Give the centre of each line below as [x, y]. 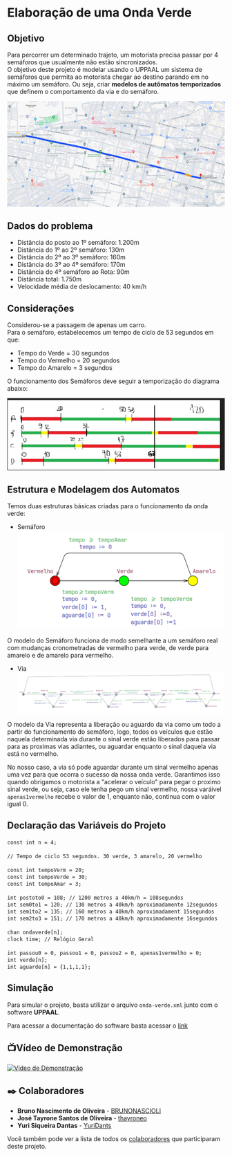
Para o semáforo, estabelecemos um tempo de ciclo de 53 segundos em [110, 333]
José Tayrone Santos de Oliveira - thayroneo [82, 1118]
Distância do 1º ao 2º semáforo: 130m [71, 250]
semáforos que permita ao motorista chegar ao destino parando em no [108, 77]
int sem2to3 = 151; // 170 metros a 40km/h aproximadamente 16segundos [112, 918]
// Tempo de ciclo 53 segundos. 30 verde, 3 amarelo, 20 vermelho [105, 856]
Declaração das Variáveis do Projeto [87, 825]
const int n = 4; [32, 842]
